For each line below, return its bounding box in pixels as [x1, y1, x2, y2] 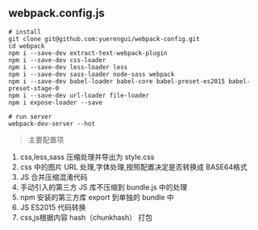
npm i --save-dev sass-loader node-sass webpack [8, 70, 175, 78]
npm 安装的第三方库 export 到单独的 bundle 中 [19, 192, 175, 202]
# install [8, 27, 42, 36]
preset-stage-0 [8, 84, 60, 92]
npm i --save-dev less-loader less [8, 63, 128, 71]
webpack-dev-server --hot [8, 119, 95, 128]
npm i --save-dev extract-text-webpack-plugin [8, 48, 168, 57]
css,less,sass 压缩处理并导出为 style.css [19, 152, 155, 161]
